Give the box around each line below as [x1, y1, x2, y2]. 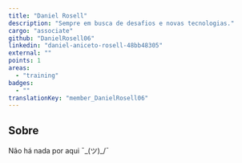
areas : [8, 64, 30, 72]
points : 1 [8, 57, 42, 65]
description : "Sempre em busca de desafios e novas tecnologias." [8, 19, 235, 27]
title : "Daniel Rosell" [8, 11, 88, 20]
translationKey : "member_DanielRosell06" [8, 94, 149, 102]
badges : [8, 79, 34, 87]
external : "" [8, 49, 52, 57]
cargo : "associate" [8, 26, 74, 35]
